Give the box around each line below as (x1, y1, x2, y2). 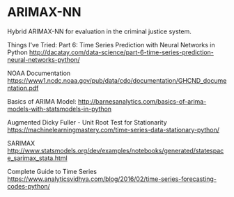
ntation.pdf (7, 84, 39, 92)
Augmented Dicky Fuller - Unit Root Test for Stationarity (7, 118, 167, 126)
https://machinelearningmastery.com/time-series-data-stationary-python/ (7, 125, 220, 134)
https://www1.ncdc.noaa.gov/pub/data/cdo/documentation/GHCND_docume (7, 76, 227, 84)
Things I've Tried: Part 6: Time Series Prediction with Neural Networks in (7, 40, 215, 49)
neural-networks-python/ (7, 55, 80, 63)
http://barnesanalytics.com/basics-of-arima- (77, 97, 207, 105)
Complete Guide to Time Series (7, 167, 97, 175)
